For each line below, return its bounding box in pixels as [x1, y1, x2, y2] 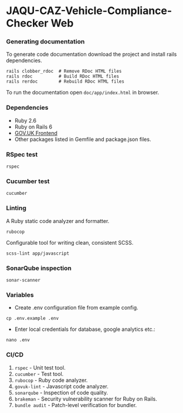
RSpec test [6, 150, 38, 158]
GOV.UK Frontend [14, 129, 57, 136]
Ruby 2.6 [14, 117, 37, 124]
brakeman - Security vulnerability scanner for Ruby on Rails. [14, 395, 157, 402]
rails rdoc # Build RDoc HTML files [6, 73, 119, 80]
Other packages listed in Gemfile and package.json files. [14, 136, 151, 143]
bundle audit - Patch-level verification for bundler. [14, 401, 137, 408]
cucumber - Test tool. [14, 370, 64, 377]
